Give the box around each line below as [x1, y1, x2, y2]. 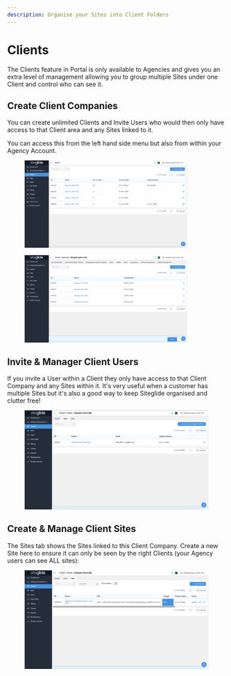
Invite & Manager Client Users [7, 355, 139, 368]
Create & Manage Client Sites [7, 523, 137, 535]
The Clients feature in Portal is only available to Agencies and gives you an [7, 65, 221, 73]
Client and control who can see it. [7, 80, 103, 88]
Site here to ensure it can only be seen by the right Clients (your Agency [7, 549, 214, 557]
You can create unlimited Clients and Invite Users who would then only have [7, 118, 224, 127]
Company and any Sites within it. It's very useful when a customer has [7, 382, 208, 390]
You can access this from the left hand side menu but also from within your [7, 139, 222, 147]
